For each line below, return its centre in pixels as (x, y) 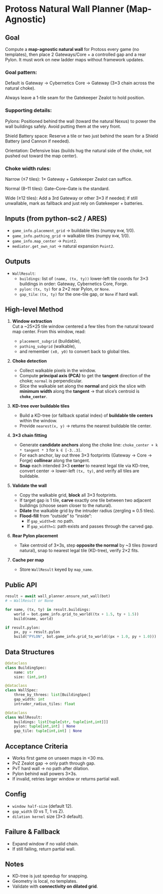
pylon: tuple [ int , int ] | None (45, 726)
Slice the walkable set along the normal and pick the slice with (82, 386)
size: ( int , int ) (31, 677)
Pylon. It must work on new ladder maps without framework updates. (75, 60)
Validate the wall (29, 485)
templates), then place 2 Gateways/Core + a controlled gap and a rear (76, 54)
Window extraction (32, 321)
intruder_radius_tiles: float (45, 704)
